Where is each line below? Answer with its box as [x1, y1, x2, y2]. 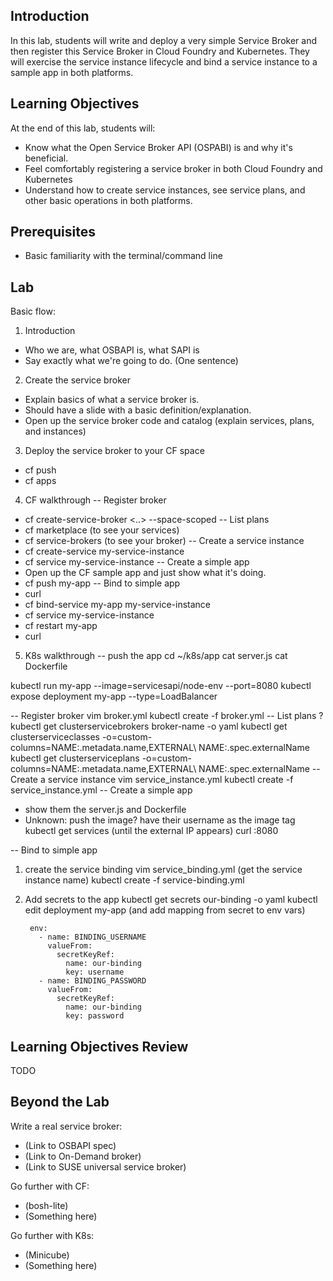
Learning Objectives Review [10, 1038, 189, 1055]
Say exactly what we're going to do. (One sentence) [24, 355, 239, 367]
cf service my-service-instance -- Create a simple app [24, 556, 250, 568]
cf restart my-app [24, 620, 98, 632]
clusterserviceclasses [10, 731, 100, 743]
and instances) [24, 425, 87, 438]
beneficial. [24, 152, 69, 164]
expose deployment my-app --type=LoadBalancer [10, 690, 218, 703]
